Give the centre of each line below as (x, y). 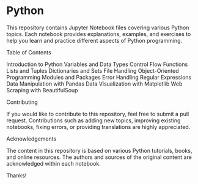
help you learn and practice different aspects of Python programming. (94, 40)
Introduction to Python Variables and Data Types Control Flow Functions (97, 64)
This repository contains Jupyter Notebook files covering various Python (98, 28)
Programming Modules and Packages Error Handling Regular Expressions (99, 77)
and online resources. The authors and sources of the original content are (99, 157)
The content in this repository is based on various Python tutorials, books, (99, 150)
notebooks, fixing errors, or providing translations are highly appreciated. (98, 127)
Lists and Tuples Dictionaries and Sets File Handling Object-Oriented (93, 70)
